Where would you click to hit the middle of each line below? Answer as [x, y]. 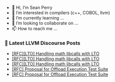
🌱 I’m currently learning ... [38, 18]
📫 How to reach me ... [34, 29]
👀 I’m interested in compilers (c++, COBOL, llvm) [61, 13]
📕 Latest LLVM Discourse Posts [43, 43]
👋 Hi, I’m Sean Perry [32, 8]
